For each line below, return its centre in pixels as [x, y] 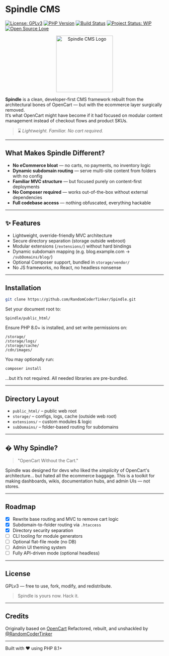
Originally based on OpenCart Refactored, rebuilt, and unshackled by [77, 628]
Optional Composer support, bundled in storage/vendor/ [71, 262]
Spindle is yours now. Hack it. [48, 596]
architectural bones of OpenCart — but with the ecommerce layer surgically [84, 105]
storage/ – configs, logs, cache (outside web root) [65, 416]
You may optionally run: [30, 359]
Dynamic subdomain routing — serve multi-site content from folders [84, 171]
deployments [26, 187]
